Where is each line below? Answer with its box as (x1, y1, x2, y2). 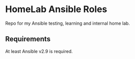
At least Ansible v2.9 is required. (5, 48, 73, 54)
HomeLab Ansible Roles (5, 4, 108, 15)
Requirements (5, 35, 51, 43)
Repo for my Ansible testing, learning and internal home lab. (5, 20, 130, 26)
